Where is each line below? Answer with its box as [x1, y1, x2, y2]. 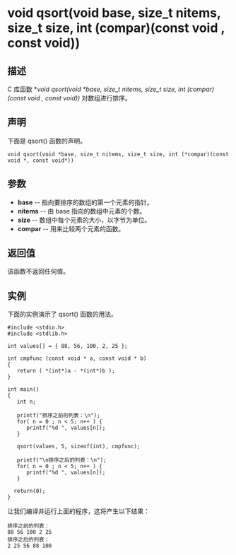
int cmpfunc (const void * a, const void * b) [7, 355, 147, 362]
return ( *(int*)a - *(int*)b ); [16, 368, 115, 375]
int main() [7, 386, 40, 393]
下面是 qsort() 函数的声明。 [7, 136, 87, 145]
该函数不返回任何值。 [7, 267, 69, 276]
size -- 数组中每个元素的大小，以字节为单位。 [17, 216, 151, 224]
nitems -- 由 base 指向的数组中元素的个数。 [17, 206, 146, 215]
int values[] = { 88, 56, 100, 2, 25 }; [7, 343, 129, 350]
